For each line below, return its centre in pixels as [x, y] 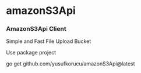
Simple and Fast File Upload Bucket [49, 41]
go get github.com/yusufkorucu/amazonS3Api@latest [70, 64]
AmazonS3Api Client [36, 29]
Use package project [31, 53]
